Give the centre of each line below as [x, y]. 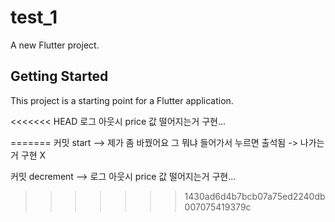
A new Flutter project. [55, 45]
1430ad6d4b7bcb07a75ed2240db [255, 196]
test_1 [34, 17]
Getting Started [59, 76]
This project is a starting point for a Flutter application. [122, 100]
